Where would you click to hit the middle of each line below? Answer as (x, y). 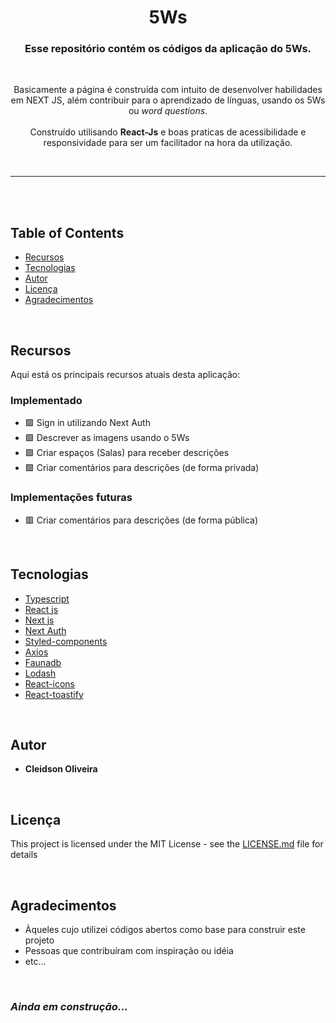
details (24, 855)
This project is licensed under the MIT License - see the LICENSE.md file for (167, 844)
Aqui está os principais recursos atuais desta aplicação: (125, 375)
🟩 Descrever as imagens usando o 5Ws (107, 438)
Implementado (46, 401)
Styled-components (66, 641)
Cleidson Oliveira (61, 769)
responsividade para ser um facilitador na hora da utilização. (168, 143)
